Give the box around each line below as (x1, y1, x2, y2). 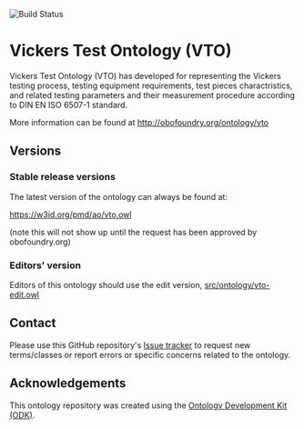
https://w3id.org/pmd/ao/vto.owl (9, 209, 132, 220)
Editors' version (9, 259, 82, 272)
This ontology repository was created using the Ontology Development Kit (9, 400, 288, 411)
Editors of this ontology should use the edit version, (9, 279, 203, 290)
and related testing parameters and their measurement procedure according (9, 89, 296, 100)
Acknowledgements (9, 375, 127, 391)
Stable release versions (9, 171, 117, 184)
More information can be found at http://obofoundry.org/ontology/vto (9, 116, 269, 127)
